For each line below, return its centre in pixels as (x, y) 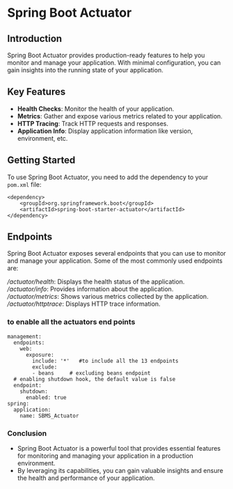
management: (24, 336)
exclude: (45, 367)
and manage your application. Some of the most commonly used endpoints (115, 261)
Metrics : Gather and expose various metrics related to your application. (120, 116)
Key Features (37, 92)
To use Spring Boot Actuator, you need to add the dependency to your (108, 177)
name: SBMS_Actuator (49, 416)
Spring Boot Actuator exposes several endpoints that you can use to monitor (116, 254)
